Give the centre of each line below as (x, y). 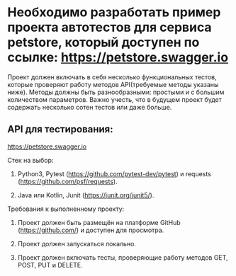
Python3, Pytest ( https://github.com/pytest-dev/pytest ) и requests (114, 173)
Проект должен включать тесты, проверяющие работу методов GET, (123, 257)
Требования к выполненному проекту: (66, 209)
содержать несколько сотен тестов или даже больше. (90, 107)
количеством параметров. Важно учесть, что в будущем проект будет (114, 99)
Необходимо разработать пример (114, 12)
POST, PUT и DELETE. (50, 265)
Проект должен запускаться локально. (77, 243)
